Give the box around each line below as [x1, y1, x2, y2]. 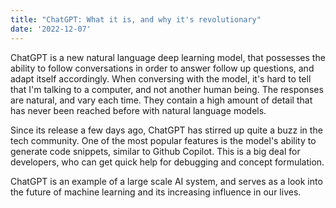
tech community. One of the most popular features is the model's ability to [10, 134, 317, 146]
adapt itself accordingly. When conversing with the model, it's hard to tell [10, 72, 312, 85]
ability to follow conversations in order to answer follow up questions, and [10, 62, 315, 74]
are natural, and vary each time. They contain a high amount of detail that [10, 94, 313, 106]
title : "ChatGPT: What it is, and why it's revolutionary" [10, 14, 262, 25]
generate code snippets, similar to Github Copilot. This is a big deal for [10, 145, 301, 157]
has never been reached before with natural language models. [10, 104, 267, 116]
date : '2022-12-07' [10, 24, 92, 34]
